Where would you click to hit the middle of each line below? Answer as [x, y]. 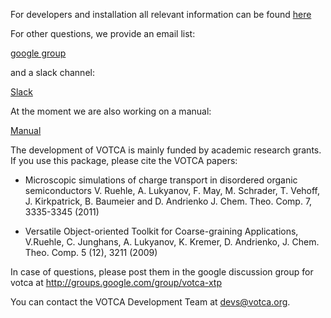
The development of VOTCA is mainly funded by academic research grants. [166, 150]
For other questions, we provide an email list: [103, 33]
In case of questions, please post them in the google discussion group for [162, 272]
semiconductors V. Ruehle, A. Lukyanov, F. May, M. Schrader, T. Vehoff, [172, 190]
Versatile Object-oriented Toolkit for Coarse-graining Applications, [161, 231]
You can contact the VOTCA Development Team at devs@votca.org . [150, 302]
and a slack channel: [52, 72]
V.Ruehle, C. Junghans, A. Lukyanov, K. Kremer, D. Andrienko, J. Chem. [172, 242]
